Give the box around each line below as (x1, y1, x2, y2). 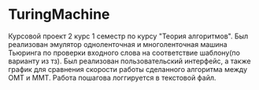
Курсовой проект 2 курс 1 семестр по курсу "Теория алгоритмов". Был (8, 31, 249, 41)
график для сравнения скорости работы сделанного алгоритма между (8, 64, 248, 74)
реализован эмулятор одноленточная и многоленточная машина (8, 39, 228, 49)
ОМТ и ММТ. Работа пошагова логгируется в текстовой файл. (8, 73, 216, 82)
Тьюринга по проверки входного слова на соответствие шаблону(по (8, 48, 240, 57)
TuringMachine (8, 5, 110, 23)
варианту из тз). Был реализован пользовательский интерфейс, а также (8, 56, 251, 66)
